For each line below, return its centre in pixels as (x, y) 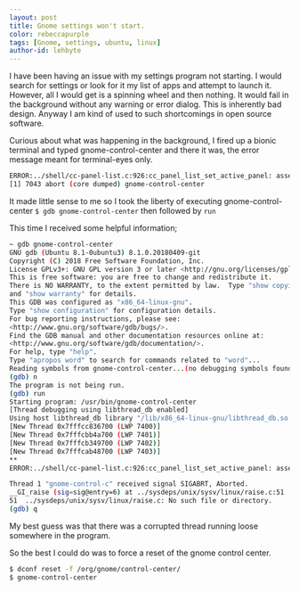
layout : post (33, 17)
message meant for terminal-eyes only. (81, 160)
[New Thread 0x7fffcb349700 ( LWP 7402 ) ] (85, 443)
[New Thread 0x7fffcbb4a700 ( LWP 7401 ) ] (85, 435)
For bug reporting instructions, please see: (95, 319)
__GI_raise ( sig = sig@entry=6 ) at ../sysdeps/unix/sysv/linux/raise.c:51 (147, 493)
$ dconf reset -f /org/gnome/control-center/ (95, 569)
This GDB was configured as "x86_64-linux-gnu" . (101, 302)
